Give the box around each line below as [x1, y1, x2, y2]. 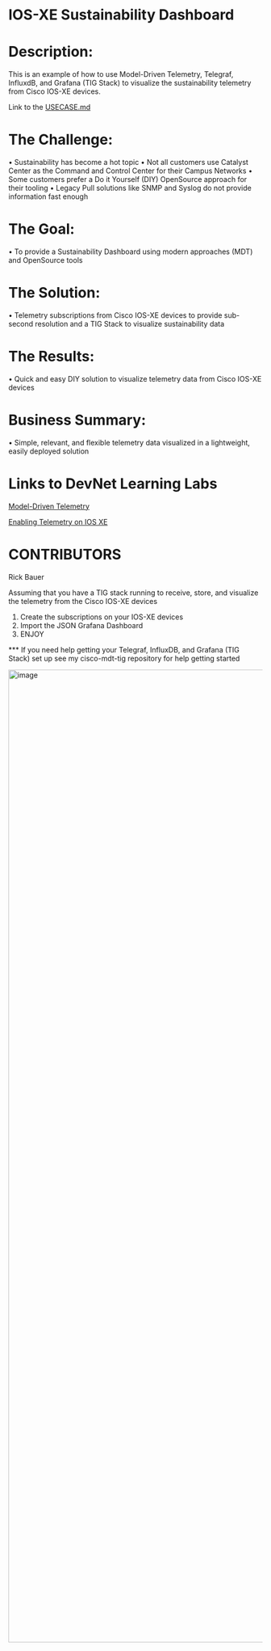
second [8, 319, 34, 328]
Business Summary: [8, 411, 147, 429]
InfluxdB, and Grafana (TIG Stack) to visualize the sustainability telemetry [8, 78, 252, 88]
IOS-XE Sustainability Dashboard [8, 6, 235, 24]
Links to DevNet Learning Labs [8, 475, 218, 492]
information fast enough [8, 192, 89, 201]
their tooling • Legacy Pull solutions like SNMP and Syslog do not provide [8, 184, 252, 193]
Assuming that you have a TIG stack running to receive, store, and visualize [8, 588, 259, 597]
